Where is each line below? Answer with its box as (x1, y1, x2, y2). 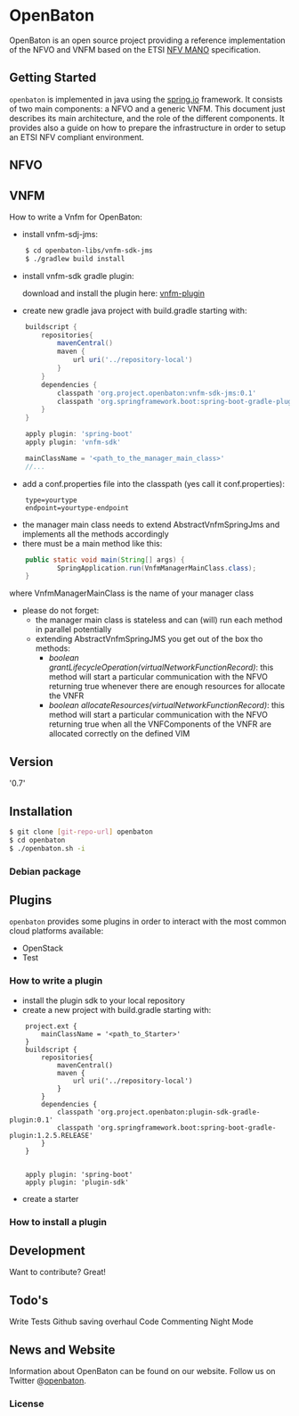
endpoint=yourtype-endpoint (25, 503, 129, 513)
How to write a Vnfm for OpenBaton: (9, 211, 142, 222)
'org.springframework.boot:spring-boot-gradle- (96, 1123, 277, 1132)
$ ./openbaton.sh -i (9, 844, 86, 852)
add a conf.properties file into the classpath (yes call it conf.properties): (21, 478, 285, 489)
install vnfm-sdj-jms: (21, 228, 98, 239)
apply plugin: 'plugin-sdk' (25, 1178, 129, 1187)
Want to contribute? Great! (9, 1267, 107, 1278)
